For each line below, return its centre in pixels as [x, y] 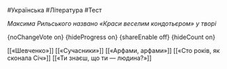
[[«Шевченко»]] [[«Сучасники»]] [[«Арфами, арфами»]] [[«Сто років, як [113, 51]
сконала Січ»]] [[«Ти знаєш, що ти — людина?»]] [79, 58]
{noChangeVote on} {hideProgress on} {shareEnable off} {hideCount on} [111, 37]
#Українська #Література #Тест [55, 10]
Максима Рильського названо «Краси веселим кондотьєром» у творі [112, 23]
